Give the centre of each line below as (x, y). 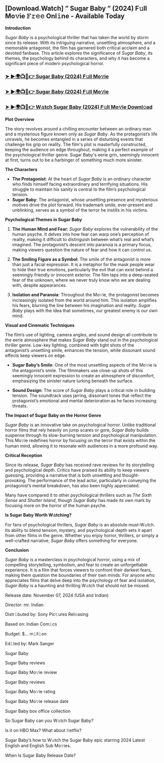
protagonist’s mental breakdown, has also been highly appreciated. (72, 485)
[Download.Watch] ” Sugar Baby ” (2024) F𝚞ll (76, 9)
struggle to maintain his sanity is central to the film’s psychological (79, 189)
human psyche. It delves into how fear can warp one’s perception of (81, 234)
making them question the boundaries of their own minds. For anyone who (80, 575)
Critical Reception (24, 455)
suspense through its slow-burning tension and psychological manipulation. (81, 435)
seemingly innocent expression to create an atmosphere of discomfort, (83, 375)
